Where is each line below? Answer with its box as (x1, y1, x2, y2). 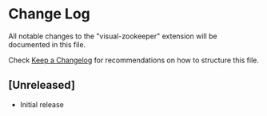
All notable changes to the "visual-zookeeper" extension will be (8, 31, 217, 41)
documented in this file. (8, 39, 86, 49)
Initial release (19, 99, 64, 109)
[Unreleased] (8, 78, 76, 92)
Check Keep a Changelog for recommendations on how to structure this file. (8, 55, 260, 65)
